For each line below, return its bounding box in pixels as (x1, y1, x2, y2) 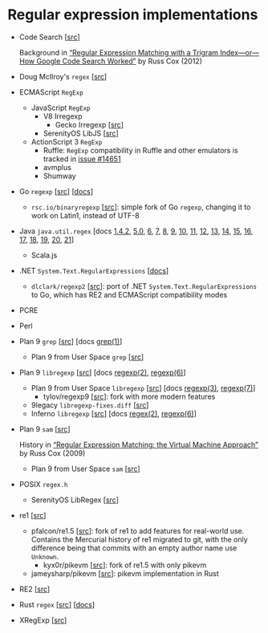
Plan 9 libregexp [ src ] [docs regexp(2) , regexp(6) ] (18, 367, 186, 377)
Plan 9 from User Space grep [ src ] (30, 351, 144, 362)
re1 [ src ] (18, 510, 47, 520)
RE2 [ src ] (18, 584, 51, 594)
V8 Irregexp (43, 111, 83, 121)
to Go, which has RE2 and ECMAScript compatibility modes (30, 290, 228, 299)
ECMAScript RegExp (18, 87, 83, 97)
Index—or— (219, 47, 260, 57)
